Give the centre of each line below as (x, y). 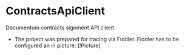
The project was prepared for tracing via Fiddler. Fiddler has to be (97, 39)
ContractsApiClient (55, 11)
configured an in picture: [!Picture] (57, 45)
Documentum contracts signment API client (60, 27)
